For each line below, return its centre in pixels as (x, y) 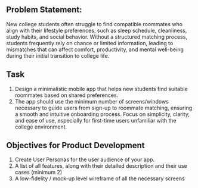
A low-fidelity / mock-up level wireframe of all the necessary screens (100, 178)
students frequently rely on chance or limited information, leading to (90, 43)
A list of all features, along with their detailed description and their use (101, 166)
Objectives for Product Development (75, 145)
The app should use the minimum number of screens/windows (92, 101)
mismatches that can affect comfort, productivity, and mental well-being (95, 49)
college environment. (41, 127)
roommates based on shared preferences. (66, 95)
